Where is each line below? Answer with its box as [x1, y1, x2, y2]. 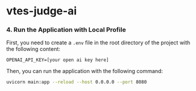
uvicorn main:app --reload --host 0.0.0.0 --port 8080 [6, 79, 147, 85]
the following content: [6, 45, 60, 53]
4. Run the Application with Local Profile [6, 26, 127, 34]
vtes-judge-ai [6, 4, 77, 18]
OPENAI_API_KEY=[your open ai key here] [6, 57, 110, 63]
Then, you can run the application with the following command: [6, 68, 163, 75]
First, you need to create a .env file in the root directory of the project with [6, 39, 191, 46]
